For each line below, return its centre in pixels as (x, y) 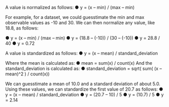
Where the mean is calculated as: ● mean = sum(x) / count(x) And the (79, 63)
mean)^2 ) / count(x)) (27, 74)
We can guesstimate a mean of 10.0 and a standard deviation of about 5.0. (83, 84)
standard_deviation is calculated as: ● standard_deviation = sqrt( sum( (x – (84, 69)
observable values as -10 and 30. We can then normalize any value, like (80, 23)
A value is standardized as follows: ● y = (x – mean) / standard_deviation (82, 53)
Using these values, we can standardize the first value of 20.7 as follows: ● (84, 89)
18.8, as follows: (22, 28)
